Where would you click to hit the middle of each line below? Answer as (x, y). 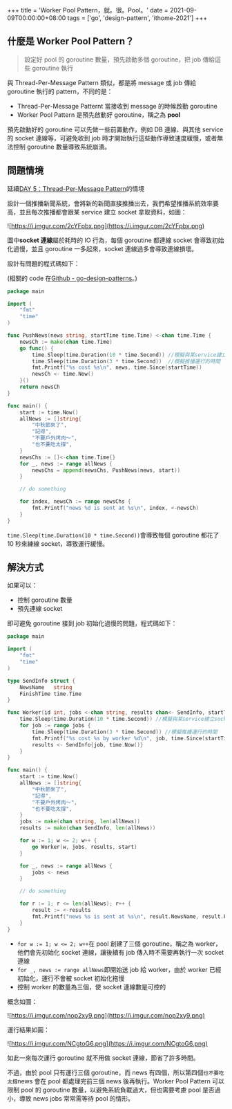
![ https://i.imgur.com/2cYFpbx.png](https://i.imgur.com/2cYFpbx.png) (106, 226)
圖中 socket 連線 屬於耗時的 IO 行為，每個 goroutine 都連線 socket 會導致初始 (116, 240)
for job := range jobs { (55, 726)
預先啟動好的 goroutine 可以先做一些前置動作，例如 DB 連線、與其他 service (115, 129)
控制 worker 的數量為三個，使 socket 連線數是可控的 (91, 987)
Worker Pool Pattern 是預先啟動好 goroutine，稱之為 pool (99, 114)
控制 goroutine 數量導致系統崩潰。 (61, 147)
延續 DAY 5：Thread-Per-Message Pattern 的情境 (76, 188)
